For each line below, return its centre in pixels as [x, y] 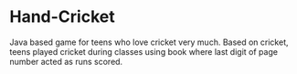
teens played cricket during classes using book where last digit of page [144, 51]
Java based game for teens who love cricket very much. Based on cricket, [149, 42]
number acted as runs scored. [66, 61]
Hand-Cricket [63, 17]
